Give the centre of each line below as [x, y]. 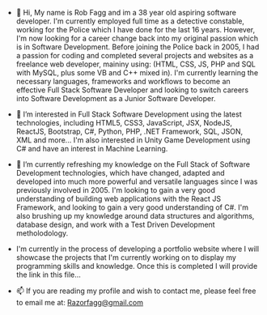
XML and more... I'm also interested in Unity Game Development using [133, 140]
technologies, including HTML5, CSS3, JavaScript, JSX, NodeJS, [124, 123]
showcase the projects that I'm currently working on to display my [126, 258]
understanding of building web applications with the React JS [118, 199]
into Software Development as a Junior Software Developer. [116, 98]
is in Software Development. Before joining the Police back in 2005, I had [138, 47]
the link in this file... [48, 275]
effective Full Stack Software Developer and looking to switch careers [132, 90]
